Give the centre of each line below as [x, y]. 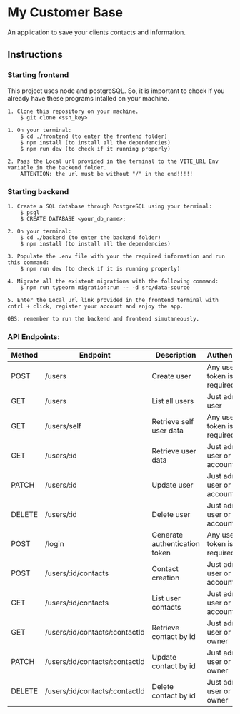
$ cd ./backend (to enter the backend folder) [91, 237]
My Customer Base [65, 12]
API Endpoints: [34, 336]
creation [166, 578]
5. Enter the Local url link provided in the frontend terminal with [113, 300]
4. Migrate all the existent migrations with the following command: [113, 281]
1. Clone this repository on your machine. [73, 111]
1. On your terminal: [40, 130]
